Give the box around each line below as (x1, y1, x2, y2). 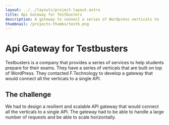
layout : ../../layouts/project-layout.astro (5, 7, 100, 13)
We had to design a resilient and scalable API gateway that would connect (5, 103, 159, 109)
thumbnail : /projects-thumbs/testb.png (5, 21, 89, 27)
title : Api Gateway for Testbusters (5, 12, 82, 17)
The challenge (5, 90, 51, 98)
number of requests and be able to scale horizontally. (5, 114, 116, 120)
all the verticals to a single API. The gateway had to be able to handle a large (5, 109, 164, 114)
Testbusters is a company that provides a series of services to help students (5, 60, 164, 66)
